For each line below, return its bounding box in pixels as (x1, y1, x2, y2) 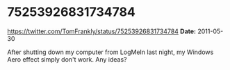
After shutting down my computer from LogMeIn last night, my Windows (7, 48, 214, 56)
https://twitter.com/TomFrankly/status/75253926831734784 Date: (7, 27, 197, 35)
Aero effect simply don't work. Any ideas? (7, 55, 127, 63)
